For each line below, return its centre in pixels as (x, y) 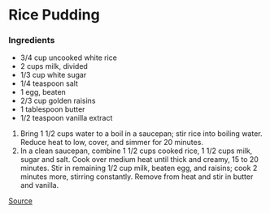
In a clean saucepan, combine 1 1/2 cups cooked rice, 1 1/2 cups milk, (136, 151)
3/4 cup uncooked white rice (69, 58)
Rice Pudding (54, 15)
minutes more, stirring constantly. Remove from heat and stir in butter (137, 177)
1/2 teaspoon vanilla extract (66, 118)
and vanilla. (39, 185)
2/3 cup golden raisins (58, 101)
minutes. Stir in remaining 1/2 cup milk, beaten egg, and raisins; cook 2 (139, 168)
